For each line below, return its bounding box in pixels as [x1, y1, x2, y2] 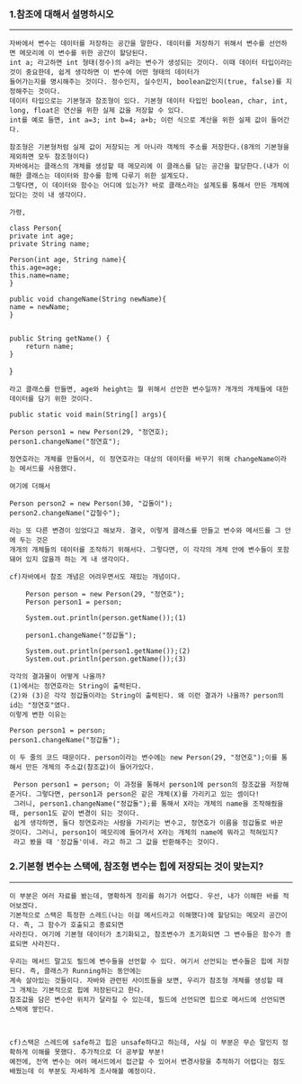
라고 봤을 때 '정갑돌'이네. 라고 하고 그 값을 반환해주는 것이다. [13, 838, 220, 847]
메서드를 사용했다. [19, 464, 77, 474]
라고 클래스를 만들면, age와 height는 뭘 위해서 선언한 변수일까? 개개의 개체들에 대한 [9, 385, 289, 394]
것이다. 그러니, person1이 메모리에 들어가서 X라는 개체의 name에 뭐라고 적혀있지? [9, 828, 279, 837]
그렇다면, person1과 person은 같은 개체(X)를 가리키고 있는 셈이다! [35, 790, 260, 799]
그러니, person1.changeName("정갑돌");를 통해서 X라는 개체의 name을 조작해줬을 [13, 799, 284, 808]
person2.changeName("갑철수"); [9, 509, 121, 518]
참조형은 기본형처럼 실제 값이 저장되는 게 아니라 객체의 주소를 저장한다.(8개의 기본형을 [9, 142, 289, 152]
